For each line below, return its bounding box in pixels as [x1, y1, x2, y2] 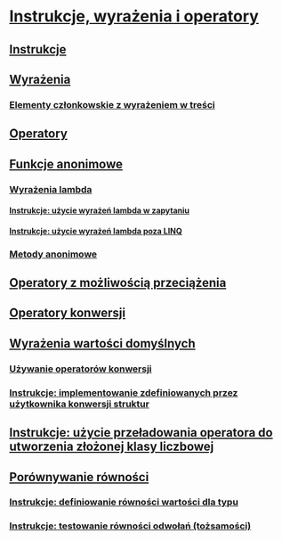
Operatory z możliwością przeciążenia [9, 275, 227, 290]
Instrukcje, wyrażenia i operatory [9, 6, 260, 27]
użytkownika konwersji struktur [9, 397, 149, 410]
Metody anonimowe [9, 248, 98, 260]
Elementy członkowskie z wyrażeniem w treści [9, 98, 215, 110]
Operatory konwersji [9, 306, 126, 321]
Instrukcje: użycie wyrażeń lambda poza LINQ [9, 225, 182, 236]
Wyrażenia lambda [9, 183, 93, 195]
